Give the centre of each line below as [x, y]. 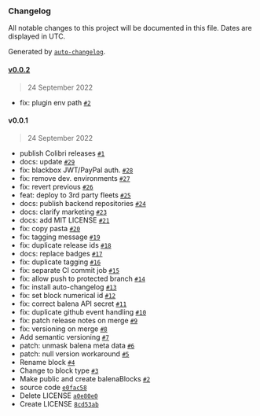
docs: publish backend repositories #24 [83, 203]
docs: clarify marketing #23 [63, 212]
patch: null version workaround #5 [74, 353]
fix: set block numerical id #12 [68, 295]
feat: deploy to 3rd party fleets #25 [75, 195]
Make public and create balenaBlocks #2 [85, 378]
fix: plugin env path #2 [55, 102]
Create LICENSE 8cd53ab [59, 403]
